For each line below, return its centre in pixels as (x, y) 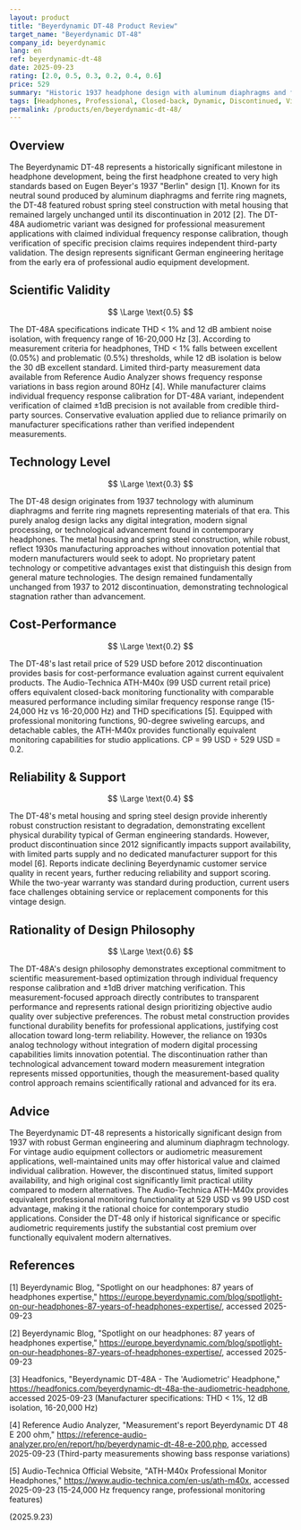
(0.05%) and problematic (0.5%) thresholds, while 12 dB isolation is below (146, 357)
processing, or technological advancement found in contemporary (132, 529)
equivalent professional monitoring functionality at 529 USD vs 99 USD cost (149, 1199)
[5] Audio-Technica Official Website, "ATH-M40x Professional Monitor (138, 1471)
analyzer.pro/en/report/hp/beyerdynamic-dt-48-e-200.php (118, 1444)
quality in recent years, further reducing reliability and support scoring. (140, 873)
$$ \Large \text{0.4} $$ (150, 799)
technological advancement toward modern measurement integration (138, 1064)
